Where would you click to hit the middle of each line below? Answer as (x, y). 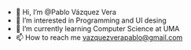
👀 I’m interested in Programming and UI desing (91, 20)
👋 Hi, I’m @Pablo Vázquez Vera (66, 12)
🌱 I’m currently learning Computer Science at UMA (97, 29)
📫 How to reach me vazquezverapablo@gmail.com (99, 37)
